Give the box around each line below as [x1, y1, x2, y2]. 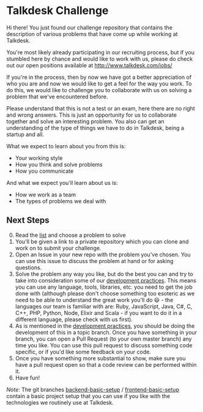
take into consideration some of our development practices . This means [15, 276, 197, 284]
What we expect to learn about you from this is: [6, 142, 126, 150]
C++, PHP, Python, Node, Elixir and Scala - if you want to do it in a [15, 309, 182, 316]
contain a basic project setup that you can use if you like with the [6, 392, 170, 400]
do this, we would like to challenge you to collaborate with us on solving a [6, 86, 192, 93]
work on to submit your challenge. [15, 244, 102, 251]
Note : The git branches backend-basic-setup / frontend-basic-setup [6, 386, 179, 393]
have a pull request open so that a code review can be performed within [15, 361, 197, 368]
